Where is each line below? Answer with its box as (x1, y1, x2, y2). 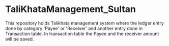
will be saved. (5, 36, 34, 42)
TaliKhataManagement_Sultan (5, 3, 136, 15)
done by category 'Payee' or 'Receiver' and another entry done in (5, 25, 143, 31)
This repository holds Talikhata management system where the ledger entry (5, 20, 164, 26)
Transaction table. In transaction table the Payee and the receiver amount (5, 30, 159, 36)
